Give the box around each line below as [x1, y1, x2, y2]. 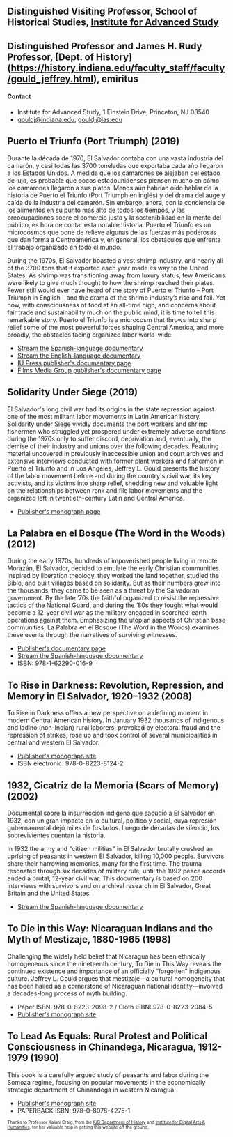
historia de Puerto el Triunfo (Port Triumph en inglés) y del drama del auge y [7, 191, 225, 199]
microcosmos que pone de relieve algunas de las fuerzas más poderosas [7, 228, 217, 236]
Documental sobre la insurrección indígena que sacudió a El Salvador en [7, 809, 216, 818]
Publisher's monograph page [17, 507, 101, 515]
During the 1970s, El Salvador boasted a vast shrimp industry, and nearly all [7, 256, 224, 264]
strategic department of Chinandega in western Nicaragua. [7, 1085, 176, 1094]
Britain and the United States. [7, 889, 92, 898]
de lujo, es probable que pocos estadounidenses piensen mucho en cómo [7, 176, 220, 184]
